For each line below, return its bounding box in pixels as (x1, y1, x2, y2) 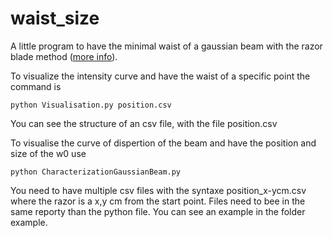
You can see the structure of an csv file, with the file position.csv (10, 117, 278, 129)
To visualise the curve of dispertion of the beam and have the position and (10, 137, 317, 149)
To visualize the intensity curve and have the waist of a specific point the (10, 70, 311, 82)
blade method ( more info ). (10, 50, 118, 62)
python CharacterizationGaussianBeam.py (10, 167, 182, 177)
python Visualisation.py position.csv (10, 100, 172, 110)
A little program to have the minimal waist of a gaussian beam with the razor (10, 40, 323, 52)
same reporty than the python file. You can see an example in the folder (10, 205, 306, 217)
